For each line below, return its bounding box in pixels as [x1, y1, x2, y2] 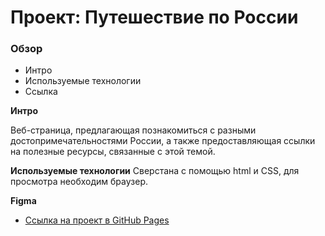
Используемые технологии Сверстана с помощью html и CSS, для [10, 165, 300, 177]
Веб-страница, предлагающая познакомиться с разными [10, 124, 257, 136]
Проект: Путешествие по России [10, 6, 299, 29]
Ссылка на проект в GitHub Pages [24, 214, 170, 226]
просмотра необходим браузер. [10, 176, 148, 188]
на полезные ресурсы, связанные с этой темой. [10, 146, 216, 158]
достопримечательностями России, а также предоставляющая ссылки [10, 135, 316, 147]
